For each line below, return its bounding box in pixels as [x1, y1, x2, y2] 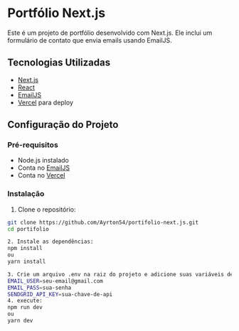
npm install [7, 245, 43, 252]
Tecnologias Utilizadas [7, 57, 111, 69]
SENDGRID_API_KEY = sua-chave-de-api [7, 291, 113, 298]
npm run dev [7, 304, 43, 311]
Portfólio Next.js [7, 5, 106, 21]
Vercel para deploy [17, 98, 73, 107]
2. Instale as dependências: [7, 238, 94, 246]
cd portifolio [7, 225, 50, 232]
